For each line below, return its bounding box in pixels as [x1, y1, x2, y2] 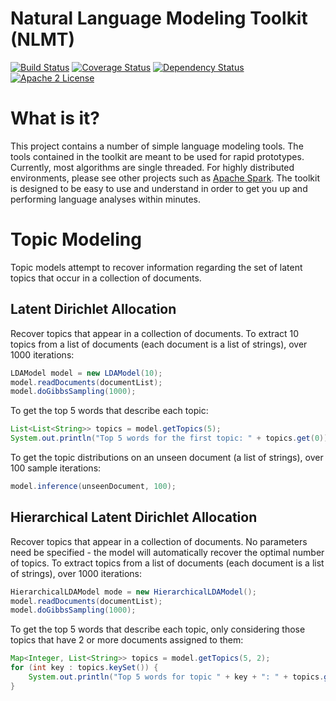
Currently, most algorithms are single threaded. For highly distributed [10, 161, 295, 173]
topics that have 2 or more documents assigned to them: [10, 634, 244, 646]
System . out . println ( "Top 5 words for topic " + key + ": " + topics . [28, 672, 325, 682]
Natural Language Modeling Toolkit [10, 7, 308, 30]
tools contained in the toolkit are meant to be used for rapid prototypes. [10, 150, 305, 162]
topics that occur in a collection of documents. [10, 272, 202, 284]
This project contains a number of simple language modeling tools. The [10, 140, 304, 152]
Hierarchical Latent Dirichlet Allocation [10, 509, 258, 526]
